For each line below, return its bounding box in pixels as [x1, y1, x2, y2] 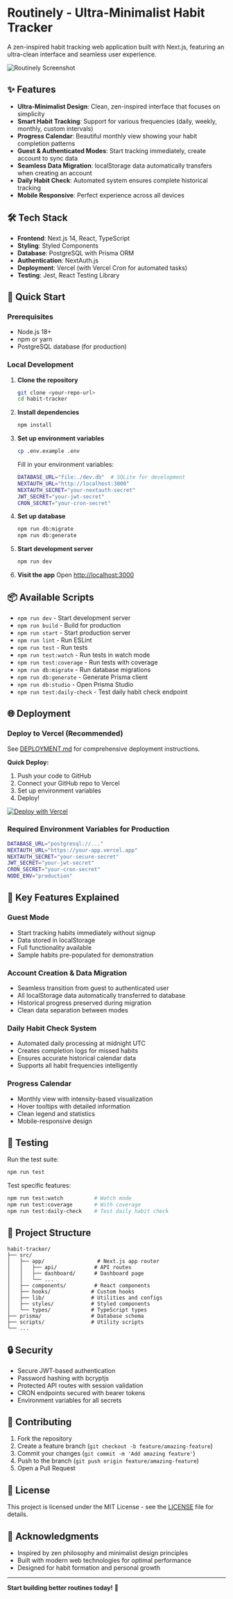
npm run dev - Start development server [17, 614, 131, 622]
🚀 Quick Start [7, 291, 66, 303]
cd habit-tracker [17, 395, 68, 403]
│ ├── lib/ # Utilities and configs [7, 1294, 163, 1301]
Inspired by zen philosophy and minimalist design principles [17, 1549, 189, 1557]
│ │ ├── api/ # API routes [7, 1264, 132, 1271]
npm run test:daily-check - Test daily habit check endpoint [17, 687, 188, 696]
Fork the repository [17, 1435, 73, 1443]
